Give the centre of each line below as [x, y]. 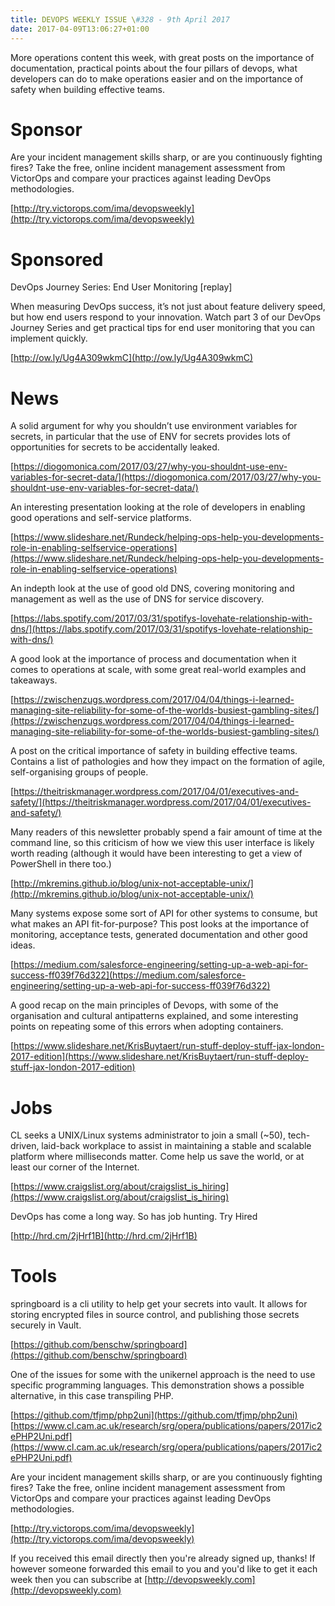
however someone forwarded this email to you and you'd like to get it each [164, 1569]
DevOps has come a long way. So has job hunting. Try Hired [134, 1217]
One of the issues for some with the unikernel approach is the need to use [163, 1375]
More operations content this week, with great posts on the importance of [162, 57]
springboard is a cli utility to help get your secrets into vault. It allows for [159, 1304]
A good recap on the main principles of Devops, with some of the [144, 1005]
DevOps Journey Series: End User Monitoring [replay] [121, 287]
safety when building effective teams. [88, 89]
